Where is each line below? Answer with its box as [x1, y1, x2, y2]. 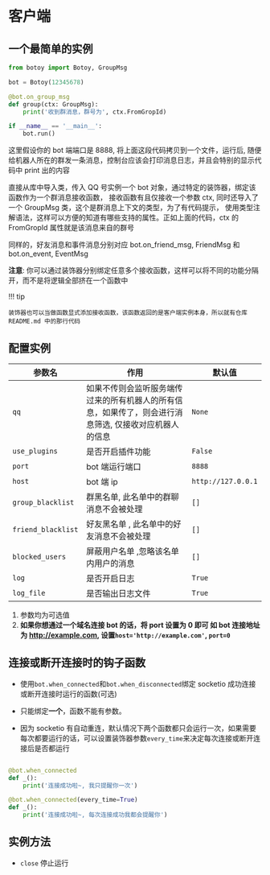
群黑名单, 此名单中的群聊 [85, 491, 179, 502]
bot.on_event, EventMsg [8, 249, 88, 258]
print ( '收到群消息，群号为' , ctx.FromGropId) [22, 108, 167, 116]
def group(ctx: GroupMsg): [8, 100, 99, 109]
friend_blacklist [12, 525, 79, 534]
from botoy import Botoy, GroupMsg [8, 64, 128, 72]
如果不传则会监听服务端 [85, 382, 175, 394]
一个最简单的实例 [8, 42, 93, 56]
